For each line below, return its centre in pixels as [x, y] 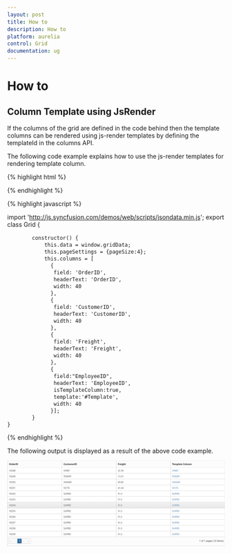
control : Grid [28, 44]
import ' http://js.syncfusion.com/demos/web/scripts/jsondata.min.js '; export [116, 217]
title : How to [28, 22]
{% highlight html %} [37, 177]
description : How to [37, 29]
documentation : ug [33, 51]
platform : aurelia [33, 37]
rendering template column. [47, 163]
